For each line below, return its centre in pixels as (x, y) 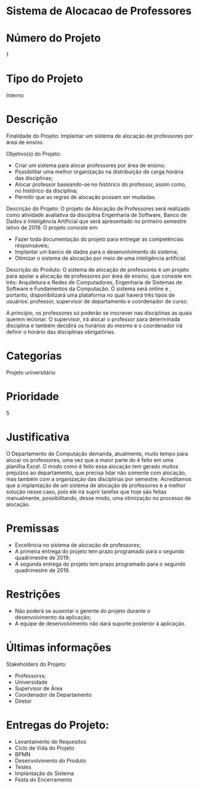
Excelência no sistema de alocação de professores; (78, 545)
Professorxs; (30, 675)
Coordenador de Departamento (53, 694)
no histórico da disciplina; (46, 191)
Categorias (34, 356)
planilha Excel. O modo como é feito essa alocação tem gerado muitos (92, 466)
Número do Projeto (53, 38)
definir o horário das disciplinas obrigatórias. (61, 332)
